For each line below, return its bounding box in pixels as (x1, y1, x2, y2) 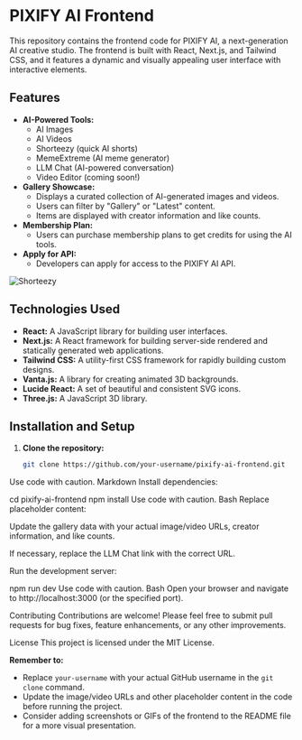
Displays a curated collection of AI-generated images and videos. (35, 190, 279, 201)
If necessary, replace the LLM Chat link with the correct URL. (9, 548, 236, 560)
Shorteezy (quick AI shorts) (35, 143, 138, 153)
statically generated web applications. (22, 345, 164, 356)
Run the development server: (9, 566, 117, 577)
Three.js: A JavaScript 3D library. (22, 393, 148, 403)
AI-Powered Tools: (22, 114, 95, 125)
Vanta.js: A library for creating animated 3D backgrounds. (22, 374, 239, 384)
